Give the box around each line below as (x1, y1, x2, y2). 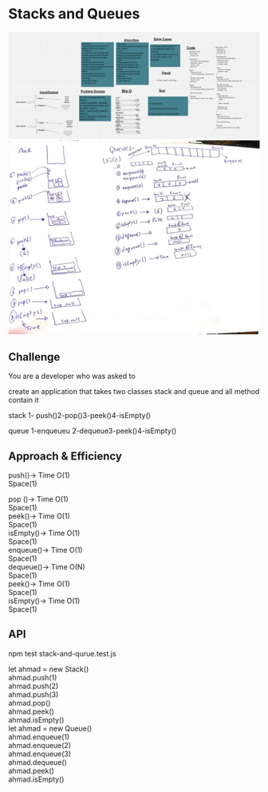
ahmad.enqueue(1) (8, 731, 70, 742)
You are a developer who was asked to (8, 372, 136, 381)
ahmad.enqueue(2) (8, 740, 72, 750)
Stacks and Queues (8, 5, 140, 23)
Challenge (8, 350, 61, 364)
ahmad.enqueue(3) (8, 749, 72, 759)
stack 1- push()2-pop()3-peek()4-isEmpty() (8, 411, 152, 420)
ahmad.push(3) (8, 689, 59, 699)
